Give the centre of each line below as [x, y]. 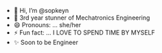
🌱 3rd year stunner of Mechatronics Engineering [82, 18]
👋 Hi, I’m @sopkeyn [41, 11]
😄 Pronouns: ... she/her [47, 25]
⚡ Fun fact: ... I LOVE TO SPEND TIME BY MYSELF [84, 33]
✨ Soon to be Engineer [46, 42]
